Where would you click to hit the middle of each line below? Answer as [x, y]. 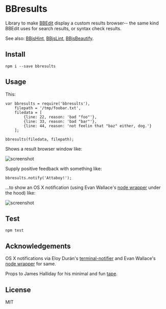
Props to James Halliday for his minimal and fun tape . [61, 274]
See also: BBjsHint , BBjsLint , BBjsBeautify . [50, 38]
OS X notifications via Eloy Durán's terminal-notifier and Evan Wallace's [80, 258]
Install [15, 54]
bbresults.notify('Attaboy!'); [39, 178]
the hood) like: [20, 193]
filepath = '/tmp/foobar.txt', [48, 108]
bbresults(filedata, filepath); [40, 139]
